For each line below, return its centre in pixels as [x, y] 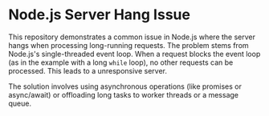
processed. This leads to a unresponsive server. [88, 70]
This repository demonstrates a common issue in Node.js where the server [132, 37]
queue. [20, 103]
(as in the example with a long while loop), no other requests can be [121, 62]
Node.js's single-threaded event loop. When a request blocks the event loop [134, 54]
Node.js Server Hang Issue [100, 15]
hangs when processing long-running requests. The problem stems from [128, 45]
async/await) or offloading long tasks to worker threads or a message [124, 94]
